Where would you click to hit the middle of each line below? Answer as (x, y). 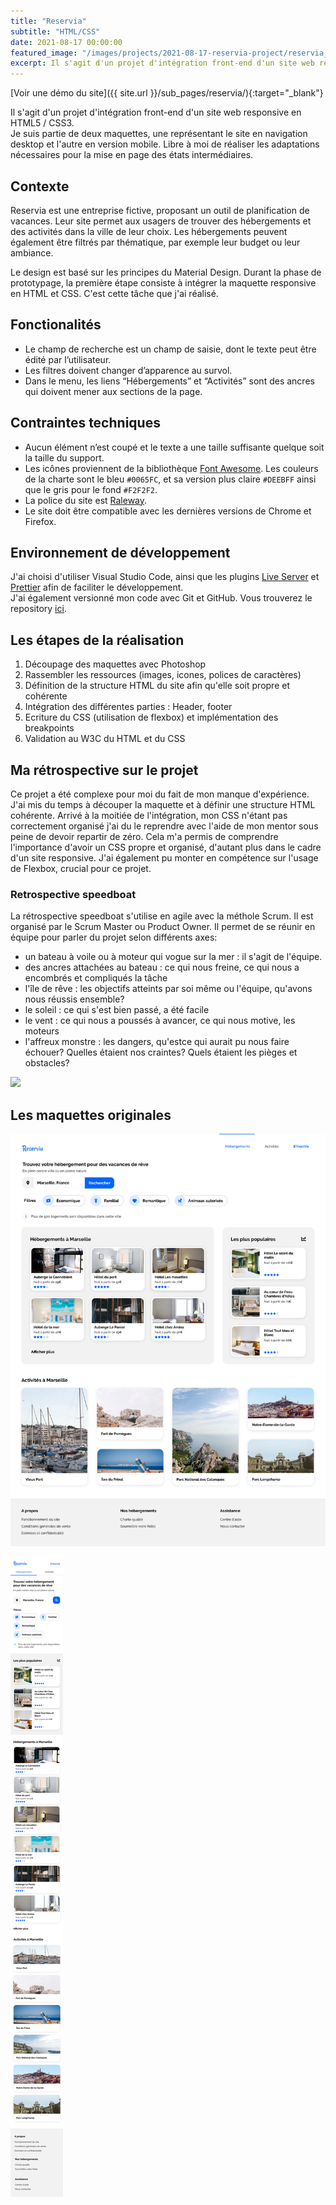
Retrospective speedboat (73, 894)
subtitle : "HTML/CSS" (55, 31)
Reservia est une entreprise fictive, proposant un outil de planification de (160, 210)
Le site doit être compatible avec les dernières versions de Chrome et (168, 511)
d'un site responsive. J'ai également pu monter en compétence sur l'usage (164, 858)
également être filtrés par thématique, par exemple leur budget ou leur (155, 242)
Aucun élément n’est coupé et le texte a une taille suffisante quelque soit (174, 447)
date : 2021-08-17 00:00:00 (66, 42)
